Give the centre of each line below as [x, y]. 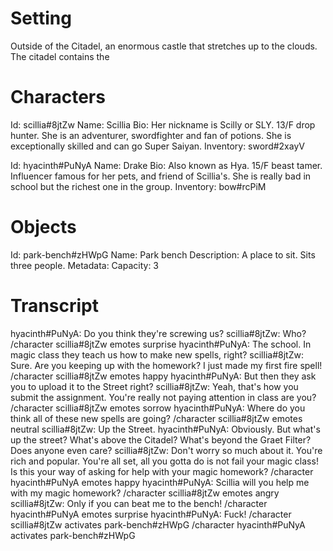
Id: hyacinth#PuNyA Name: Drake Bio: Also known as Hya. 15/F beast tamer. [166, 165]
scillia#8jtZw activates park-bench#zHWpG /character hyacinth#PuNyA [158, 524]
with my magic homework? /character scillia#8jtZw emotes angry [145, 493]
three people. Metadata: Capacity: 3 [85, 265]
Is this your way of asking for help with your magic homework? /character [162, 471]
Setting [41, 18]
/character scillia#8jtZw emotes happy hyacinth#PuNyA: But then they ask [163, 376]
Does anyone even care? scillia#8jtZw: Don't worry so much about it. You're [166, 450]
